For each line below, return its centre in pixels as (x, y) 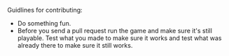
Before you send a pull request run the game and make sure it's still (114, 31)
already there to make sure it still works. (75, 45)
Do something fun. (44, 23)
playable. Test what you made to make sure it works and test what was (119, 38)
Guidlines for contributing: (45, 10)
